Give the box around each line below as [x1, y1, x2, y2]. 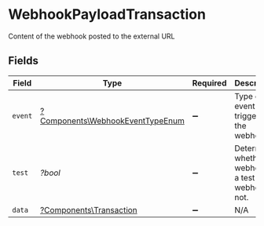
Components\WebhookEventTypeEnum [39, 115, 185, 126]
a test [234, 172, 255, 183]
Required [192, 77, 227, 88]
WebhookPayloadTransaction [8, 5, 207, 24]
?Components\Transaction [39, 204, 137, 215]
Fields [8, 54, 39, 67]
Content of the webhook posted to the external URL [8, 31, 175, 41]
